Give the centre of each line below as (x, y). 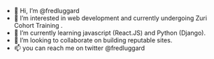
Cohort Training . (38, 25)
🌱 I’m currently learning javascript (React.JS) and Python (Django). (110, 33)
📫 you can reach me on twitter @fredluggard (79, 48)
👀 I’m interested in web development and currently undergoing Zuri (110, 18)
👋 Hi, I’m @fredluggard (47, 11)
